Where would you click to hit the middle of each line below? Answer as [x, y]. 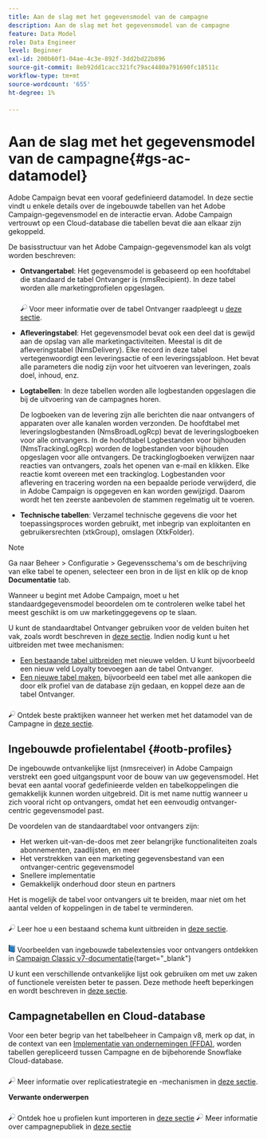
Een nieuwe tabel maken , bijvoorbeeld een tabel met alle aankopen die [136, 677]
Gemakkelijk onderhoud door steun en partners [98, 884]
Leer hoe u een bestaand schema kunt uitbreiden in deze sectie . [123, 929]
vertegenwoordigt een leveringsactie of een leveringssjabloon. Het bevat [139, 359]
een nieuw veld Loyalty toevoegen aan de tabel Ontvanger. [116, 669]
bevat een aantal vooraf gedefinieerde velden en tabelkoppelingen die [124, 785]
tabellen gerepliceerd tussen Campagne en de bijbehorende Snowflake [125, 1052]
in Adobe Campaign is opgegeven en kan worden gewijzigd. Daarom [132, 491]
